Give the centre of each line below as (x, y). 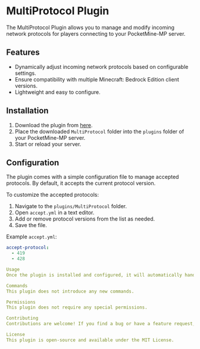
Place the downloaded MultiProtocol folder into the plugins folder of (99, 131)
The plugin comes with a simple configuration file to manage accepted (93, 177)
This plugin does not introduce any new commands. (70, 291)
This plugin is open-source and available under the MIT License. (90, 340)
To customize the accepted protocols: (53, 195)
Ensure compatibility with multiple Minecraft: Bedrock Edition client (97, 79)
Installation (27, 111)
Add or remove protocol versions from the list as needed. (85, 219)
